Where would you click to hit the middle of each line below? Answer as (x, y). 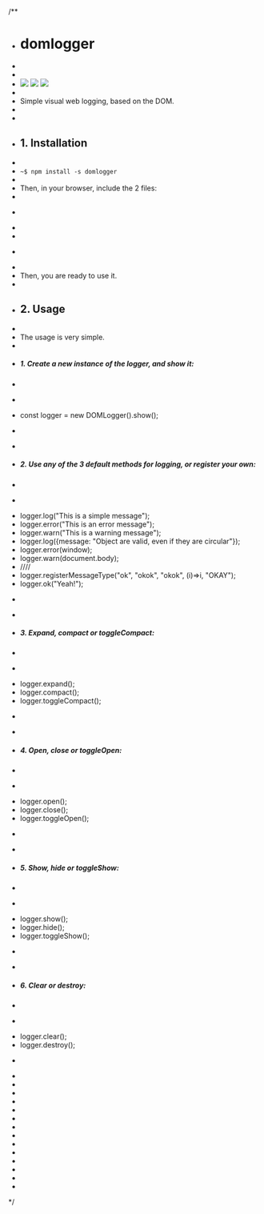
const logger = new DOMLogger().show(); (89, 415)
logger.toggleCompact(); (60, 701)
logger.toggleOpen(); (54, 819)
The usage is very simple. (62, 337)
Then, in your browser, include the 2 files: (88, 188)
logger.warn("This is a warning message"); (90, 532)
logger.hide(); (42, 928)
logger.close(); (44, 810)
